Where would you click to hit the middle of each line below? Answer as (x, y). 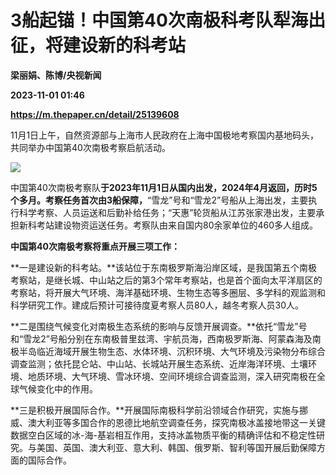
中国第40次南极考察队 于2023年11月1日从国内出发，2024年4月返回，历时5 (164, 187)
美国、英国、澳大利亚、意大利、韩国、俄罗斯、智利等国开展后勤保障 (176, 447)
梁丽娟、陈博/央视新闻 (56, 75)
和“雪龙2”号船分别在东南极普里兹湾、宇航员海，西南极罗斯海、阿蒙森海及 (161, 338)
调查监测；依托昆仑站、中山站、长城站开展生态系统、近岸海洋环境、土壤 (159, 363)
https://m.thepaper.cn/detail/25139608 (95, 114)
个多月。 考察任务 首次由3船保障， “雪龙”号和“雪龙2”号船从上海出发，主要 (159, 200)
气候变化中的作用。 (58, 388)
